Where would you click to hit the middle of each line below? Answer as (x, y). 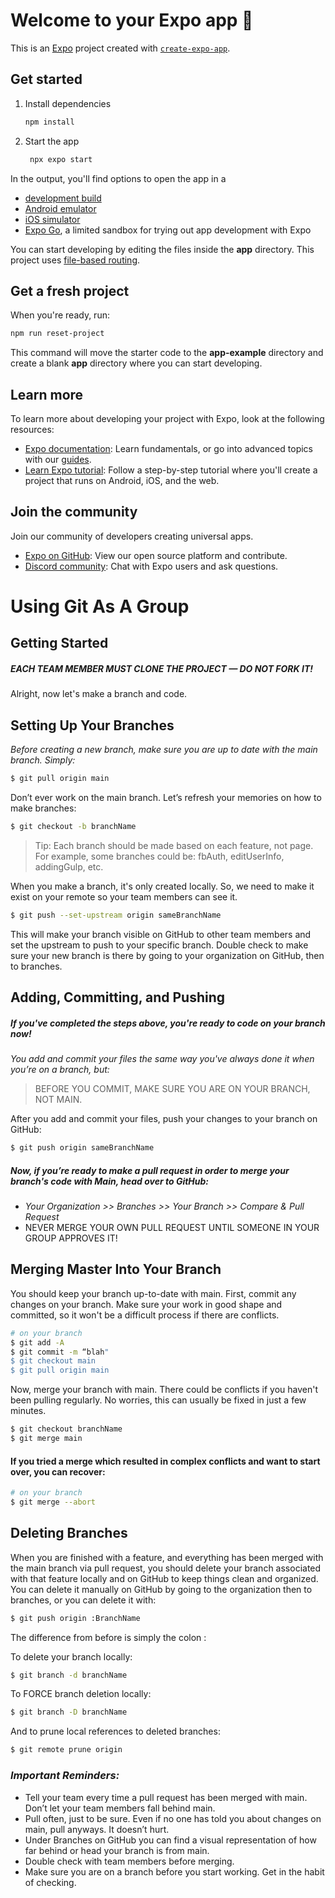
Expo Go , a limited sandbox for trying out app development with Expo (168, 230)
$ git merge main (46, 1439)
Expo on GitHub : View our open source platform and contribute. (156, 555)
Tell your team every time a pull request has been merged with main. (166, 1797)
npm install (49, 122)
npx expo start (61, 159)
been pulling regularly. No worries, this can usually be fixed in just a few (158, 1400)
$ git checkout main (53, 1361)
